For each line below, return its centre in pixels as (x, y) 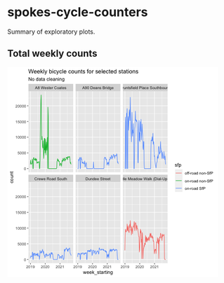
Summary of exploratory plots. (51, 32)
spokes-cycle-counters (78, 12)
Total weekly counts (52, 54)
